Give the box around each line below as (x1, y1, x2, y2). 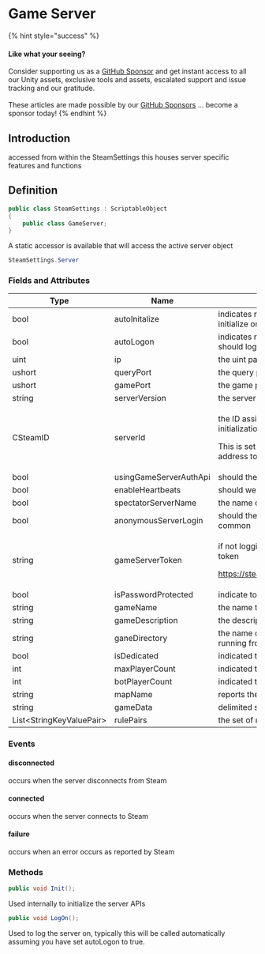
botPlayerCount (114, 677, 173, 688)
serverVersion (114, 393, 167, 404)
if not (218, 541, 238, 552)
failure (8, 829, 30, 839)
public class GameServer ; (22, 219, 108, 228)
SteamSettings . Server (8, 256, 80, 265)
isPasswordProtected (114, 590, 193, 601)
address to (218, 451, 258, 462)
